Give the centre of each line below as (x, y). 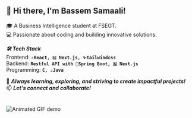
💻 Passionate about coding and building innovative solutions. (82, 34)
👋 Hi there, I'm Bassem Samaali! (66, 11)
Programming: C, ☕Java (35, 69)
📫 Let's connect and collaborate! (48, 88)
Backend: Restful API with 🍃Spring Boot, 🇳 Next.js (72, 63)
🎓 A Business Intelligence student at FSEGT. (62, 25)
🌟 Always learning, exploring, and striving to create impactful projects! (96, 81)
